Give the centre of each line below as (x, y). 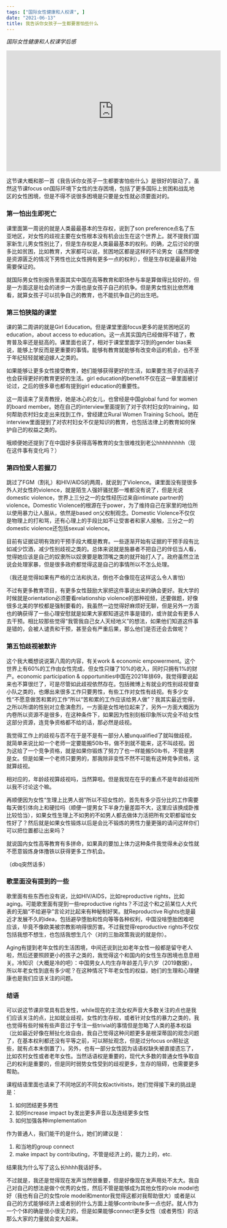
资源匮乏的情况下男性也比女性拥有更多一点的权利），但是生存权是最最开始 (104, 259)
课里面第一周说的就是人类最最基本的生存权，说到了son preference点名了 (98, 228)
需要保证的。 (22, 266)
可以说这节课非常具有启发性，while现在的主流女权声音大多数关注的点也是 (99, 1010)
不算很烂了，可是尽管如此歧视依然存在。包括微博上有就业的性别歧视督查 (108, 684)
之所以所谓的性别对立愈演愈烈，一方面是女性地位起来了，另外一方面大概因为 (103, 707)
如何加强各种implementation (51, 1121)
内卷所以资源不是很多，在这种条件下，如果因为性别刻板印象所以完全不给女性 (103, 714)
